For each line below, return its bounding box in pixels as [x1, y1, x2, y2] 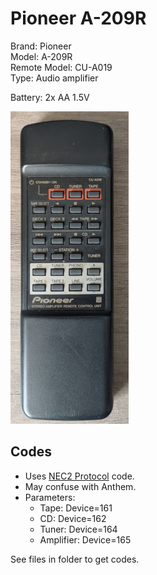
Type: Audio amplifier [10, 72, 99, 84]
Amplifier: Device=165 [39, 533, 132, 546]
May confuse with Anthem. [24, 480, 137, 492]
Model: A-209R [10, 50, 73, 62]
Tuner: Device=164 [39, 523, 118, 535]
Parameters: [24, 491, 76, 503]
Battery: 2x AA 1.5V [10, 91, 90, 103]
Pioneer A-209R [10, 7, 147, 30]
